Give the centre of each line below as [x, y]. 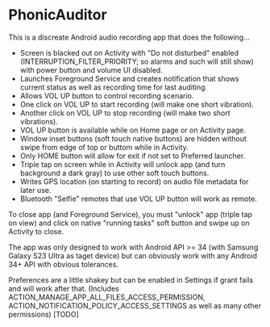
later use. [35, 190]
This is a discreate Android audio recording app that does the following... [129, 37]
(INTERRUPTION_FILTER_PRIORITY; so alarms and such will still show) [137, 61]
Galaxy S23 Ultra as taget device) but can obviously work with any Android [133, 255]
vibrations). [39, 121]
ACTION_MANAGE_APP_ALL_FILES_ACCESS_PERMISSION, [107, 297]
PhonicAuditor [58, 15]
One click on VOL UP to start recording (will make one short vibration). [137, 104]
